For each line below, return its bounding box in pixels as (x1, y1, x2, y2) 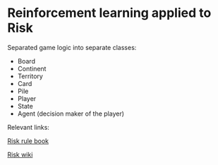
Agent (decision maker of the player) (17, 109, 125, 118)
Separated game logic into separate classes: (7, 43, 137, 51)
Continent (17, 64, 47, 73)
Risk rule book (7, 136, 49, 145)
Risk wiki (7, 150, 33, 159)
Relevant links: (7, 123, 49, 131)
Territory (17, 72, 44, 80)
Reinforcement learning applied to (7, 5, 212, 21)
